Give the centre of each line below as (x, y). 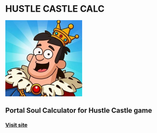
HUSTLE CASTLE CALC (55, 9)
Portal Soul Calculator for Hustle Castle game (79, 110)
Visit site (17, 125)
